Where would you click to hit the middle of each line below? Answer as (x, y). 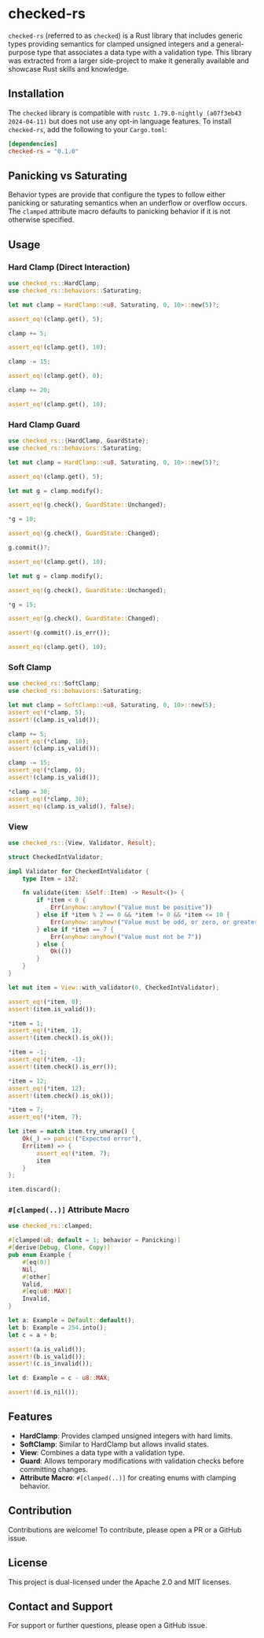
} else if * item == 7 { (75, 929)
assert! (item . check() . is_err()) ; (63, 1067)
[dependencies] (33, 144)
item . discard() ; (35, 1190)
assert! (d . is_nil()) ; (44, 1392)
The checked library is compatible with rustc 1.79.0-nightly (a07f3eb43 (125, 113)
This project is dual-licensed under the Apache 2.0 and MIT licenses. (120, 1582)
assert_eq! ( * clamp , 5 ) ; (47, 712)
